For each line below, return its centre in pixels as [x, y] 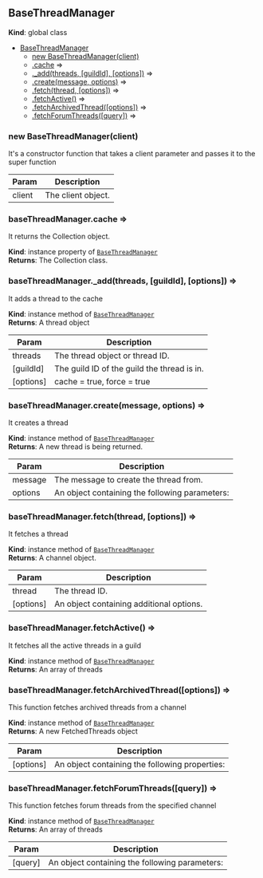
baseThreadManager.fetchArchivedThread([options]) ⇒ [120, 690]
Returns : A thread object [49, 322]
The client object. [77, 195]
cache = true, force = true [102, 381]
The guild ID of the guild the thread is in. [129, 368]
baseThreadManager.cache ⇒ [68, 219]
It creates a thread [39, 423]
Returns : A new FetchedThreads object [73, 731]
